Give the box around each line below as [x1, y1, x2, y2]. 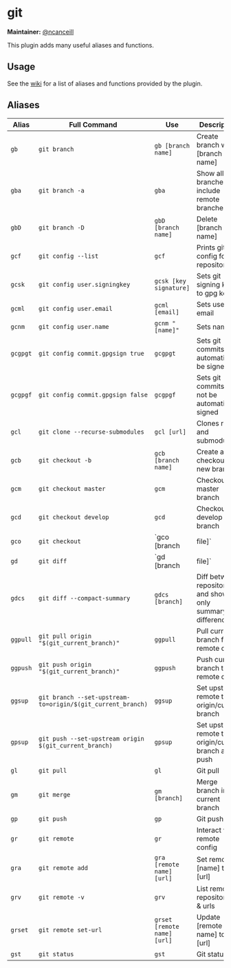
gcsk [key [154, 277, 187, 285]
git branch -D [38, 223, 85, 232]
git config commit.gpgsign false [38, 391, 148, 399]
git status [38, 950, 74, 958]
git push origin [38, 661, 91, 668]
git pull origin [38, 632, 91, 640]
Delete [196, 214, 218, 223]
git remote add [38, 864, 88, 871]
